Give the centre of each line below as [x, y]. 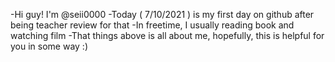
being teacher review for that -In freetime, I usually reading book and [152, 25]
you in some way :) [49, 46]
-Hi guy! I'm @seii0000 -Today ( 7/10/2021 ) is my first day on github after [162, 14]
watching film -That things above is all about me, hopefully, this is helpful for [167, 35]
